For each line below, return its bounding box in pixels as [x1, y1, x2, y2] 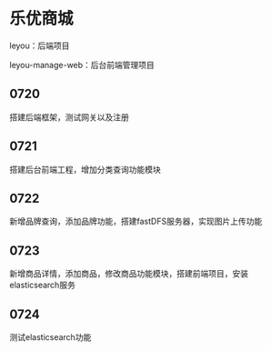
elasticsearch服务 [9, 279, 75, 291]
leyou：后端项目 [9, 40, 70, 51]
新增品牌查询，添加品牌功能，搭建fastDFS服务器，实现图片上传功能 [9, 216, 263, 227]
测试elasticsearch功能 [9, 332, 92, 342]
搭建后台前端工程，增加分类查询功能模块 [9, 164, 161, 175]
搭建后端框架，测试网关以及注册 [9, 111, 129, 123]
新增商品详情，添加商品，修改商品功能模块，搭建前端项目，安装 [9, 268, 248, 279]
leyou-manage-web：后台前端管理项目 [9, 59, 155, 70]
